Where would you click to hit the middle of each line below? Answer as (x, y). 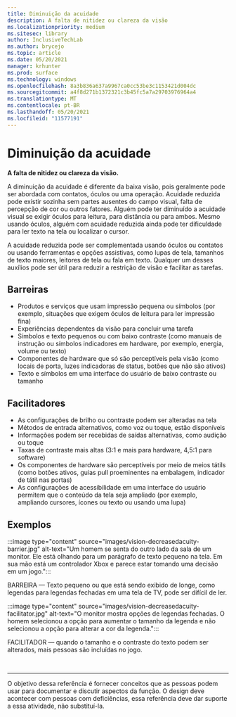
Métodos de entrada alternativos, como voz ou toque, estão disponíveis (121, 428)
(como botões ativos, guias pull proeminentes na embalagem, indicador (121, 473)
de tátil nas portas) (45, 480)
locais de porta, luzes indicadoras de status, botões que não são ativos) (122, 366)
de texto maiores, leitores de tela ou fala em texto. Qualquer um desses (110, 260)
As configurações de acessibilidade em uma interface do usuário (111, 488)
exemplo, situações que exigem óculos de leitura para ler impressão (116, 314)
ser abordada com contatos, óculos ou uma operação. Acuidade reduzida (114, 193)
